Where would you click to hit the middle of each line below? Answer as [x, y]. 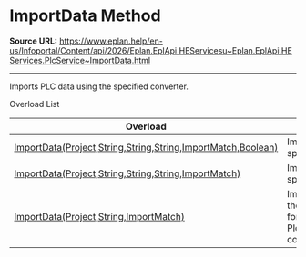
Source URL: [33, 41]
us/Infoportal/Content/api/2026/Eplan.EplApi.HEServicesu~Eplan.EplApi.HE [151, 50]
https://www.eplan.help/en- [111, 41]
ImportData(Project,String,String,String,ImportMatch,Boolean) [146, 147]
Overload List [35, 104]
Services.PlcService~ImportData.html [80, 60]
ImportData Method [85, 16]
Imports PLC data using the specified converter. [99, 86]
